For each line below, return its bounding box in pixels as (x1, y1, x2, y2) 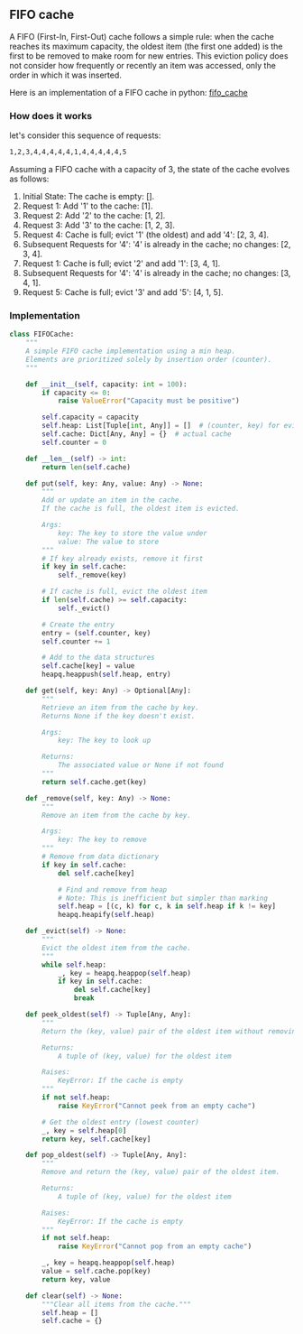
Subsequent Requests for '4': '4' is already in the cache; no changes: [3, (22, 267, 291, 278)
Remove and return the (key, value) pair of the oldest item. (41, 1168, 280, 1177)
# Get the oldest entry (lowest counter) (41, 1117, 200, 1126)
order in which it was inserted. (9, 69, 122, 80)
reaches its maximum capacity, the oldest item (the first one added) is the (9, 41, 283, 51)
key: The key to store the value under (57, 528, 207, 538)
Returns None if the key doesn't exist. (41, 711, 196, 720)
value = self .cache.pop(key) (41, 1267, 151, 1276)
